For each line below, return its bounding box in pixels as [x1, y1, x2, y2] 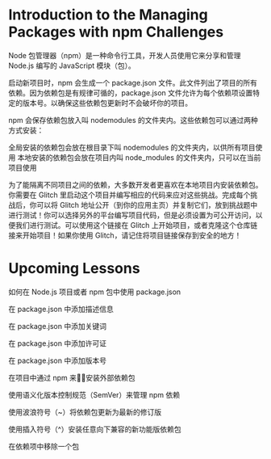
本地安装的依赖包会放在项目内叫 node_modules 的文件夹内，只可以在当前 [17, 152, 261, 162]
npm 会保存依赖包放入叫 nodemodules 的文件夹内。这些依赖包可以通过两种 [8, 115, 258, 124]
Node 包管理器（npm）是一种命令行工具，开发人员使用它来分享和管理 [8, 50, 241, 60]
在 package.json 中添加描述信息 [8, 304, 115, 314]
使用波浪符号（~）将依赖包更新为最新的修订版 [8, 406, 162, 417]
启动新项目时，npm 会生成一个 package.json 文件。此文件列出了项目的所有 [8, 78, 258, 87]
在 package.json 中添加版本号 [8, 356, 107, 365]
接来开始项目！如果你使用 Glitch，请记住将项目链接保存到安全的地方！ [8, 230, 242, 240]
